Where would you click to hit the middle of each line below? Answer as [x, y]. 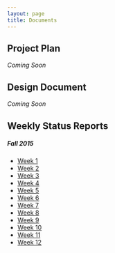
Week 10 [29, 228]
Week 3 [28, 176]
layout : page [26, 14]
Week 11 [29, 235]
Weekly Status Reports [58, 126]
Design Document [47, 87]
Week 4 [28, 183]
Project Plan [34, 48]
